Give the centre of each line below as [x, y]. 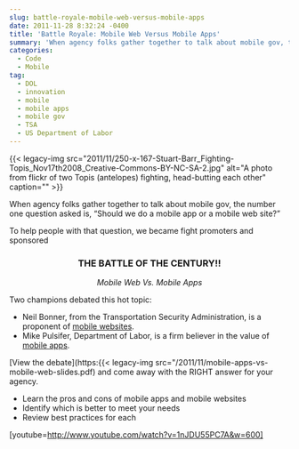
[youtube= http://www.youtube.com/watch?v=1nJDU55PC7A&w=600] [137, 435]
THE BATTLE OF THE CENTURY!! [149, 263]
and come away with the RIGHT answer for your [186, 372]
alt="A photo [250, 168]
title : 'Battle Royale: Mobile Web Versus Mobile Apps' [115, 34]
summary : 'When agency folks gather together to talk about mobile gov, [147, 42]
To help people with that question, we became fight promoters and [131, 230]
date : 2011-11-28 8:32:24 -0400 [69, 26]
